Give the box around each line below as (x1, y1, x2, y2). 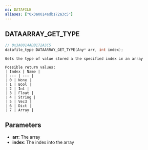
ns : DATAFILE (5, 7, 32, 12)
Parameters (5, 121, 42, 129)
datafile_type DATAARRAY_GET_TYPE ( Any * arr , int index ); (5, 48, 124, 52)
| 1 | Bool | (5, 82, 32, 87)
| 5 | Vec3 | (5, 99, 32, 104)
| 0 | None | (5, 78, 32, 83)
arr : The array (12, 134, 41, 140)
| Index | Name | (5, 69, 41, 74)
